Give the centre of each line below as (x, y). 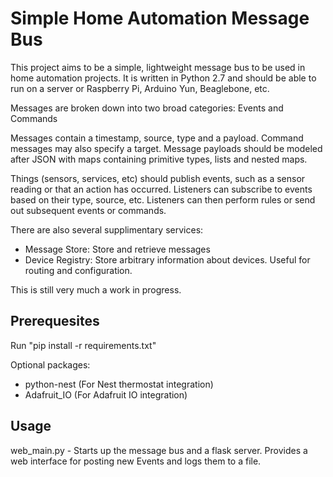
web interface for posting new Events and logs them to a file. (136, 461)
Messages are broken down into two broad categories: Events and (147, 108)
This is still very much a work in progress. (96, 289)
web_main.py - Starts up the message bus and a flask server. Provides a (159, 450)
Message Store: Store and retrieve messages (117, 249)
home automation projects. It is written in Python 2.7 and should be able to (163, 78)
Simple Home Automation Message (160, 18)
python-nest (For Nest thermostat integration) (119, 384)
